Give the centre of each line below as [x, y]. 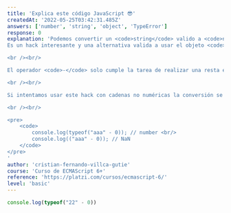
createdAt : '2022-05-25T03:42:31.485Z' [64, 20]
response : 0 [24, 33]
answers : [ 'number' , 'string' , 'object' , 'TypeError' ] [87, 26]
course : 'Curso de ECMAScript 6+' [57, 171]
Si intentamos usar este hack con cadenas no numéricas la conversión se [115, 95]
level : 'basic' [29, 184]
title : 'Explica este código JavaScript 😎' [71, 13]
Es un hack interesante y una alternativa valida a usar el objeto [106, 45]
